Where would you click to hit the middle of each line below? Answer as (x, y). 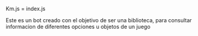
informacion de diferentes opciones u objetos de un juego (78, 27)
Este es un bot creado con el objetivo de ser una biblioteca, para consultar (99, 20)
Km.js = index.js (26, 9)
